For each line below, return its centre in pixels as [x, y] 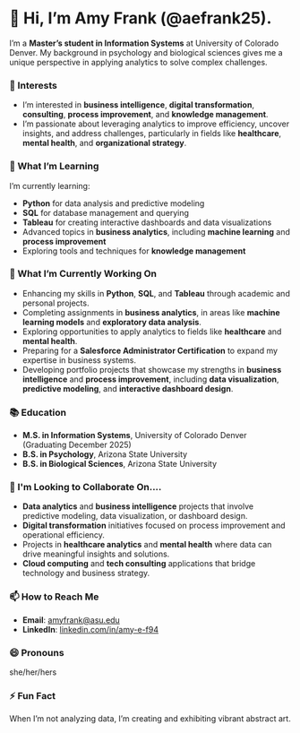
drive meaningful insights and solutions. [96, 554]
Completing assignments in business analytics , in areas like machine [151, 312]
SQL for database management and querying [106, 212]
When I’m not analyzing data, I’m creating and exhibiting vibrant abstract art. [150, 719]
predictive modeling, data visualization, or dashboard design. [135, 516]
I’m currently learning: [50, 185]
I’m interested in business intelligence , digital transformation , [138, 105]
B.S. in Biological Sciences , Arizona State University [120, 464]
